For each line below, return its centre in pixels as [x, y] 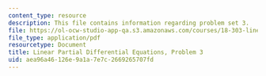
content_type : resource [47, 15]
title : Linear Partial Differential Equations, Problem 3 [106, 52]
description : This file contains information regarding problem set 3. [129, 23]
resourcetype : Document [47, 45]
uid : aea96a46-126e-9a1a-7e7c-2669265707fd [81, 60]
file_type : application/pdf [55, 38]
